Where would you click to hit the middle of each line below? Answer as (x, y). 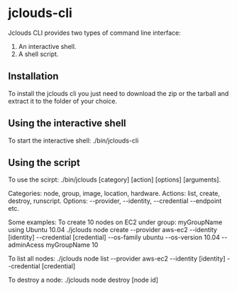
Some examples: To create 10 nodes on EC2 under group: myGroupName (115, 222)
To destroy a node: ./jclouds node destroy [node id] (83, 280)
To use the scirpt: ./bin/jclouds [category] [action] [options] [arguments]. (115, 180)
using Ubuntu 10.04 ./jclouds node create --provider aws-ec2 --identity (112, 230)
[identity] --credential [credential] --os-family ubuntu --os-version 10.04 (114, 237)
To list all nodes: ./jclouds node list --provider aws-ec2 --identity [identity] (117, 259)
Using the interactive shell (67, 123)
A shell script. (38, 54)
